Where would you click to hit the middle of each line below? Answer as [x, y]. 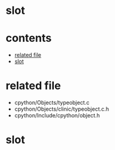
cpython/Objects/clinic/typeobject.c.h [62, 109]
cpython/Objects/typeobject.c [52, 103]
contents [29, 38]
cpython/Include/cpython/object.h [57, 116]
